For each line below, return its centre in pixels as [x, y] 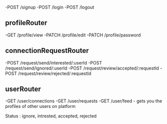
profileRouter [26, 23]
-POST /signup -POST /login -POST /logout [50, 7]
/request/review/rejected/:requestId [55, 73]
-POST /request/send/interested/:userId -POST [54, 62]
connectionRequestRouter [47, 51]
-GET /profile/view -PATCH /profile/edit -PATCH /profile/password [73, 35]
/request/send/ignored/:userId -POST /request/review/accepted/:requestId [82, 68]
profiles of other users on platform [40, 106]
